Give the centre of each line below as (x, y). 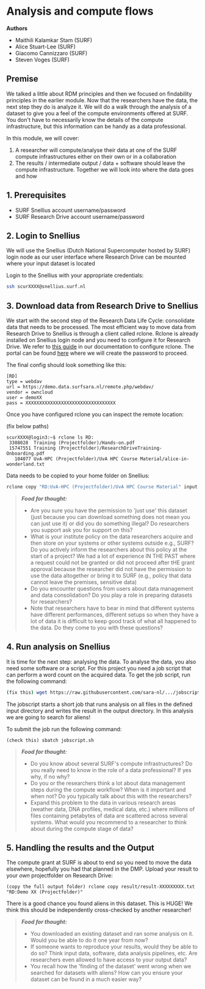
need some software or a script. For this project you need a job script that (99, 668)
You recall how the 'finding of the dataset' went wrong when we (111, 966)
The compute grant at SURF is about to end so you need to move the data (99, 863)
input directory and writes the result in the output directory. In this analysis (100, 710)
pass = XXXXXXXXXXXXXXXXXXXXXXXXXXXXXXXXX (61, 403)
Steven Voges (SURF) (42, 59)
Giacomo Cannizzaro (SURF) (51, 53)
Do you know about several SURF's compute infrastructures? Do (111, 764)
